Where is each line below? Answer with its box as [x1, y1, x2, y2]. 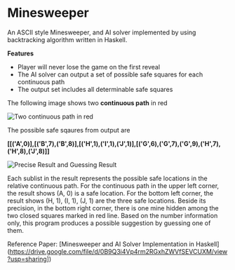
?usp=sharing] [7, 255, 49, 263]
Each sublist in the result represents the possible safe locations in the [7, 174, 208, 182]
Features [7, 49, 34, 58]
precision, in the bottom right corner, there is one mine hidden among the [7, 203, 219, 212]
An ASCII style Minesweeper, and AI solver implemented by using [7, 28, 196, 36]
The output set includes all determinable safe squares [17, 85, 173, 93]
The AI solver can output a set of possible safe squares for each [17, 70, 203, 79]
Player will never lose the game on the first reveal [17, 62, 160, 71]
